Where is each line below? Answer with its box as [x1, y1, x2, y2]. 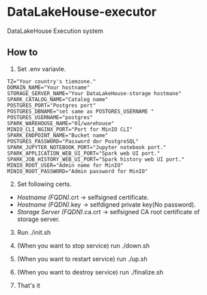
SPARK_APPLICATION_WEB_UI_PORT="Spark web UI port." [7, 150, 161, 157]
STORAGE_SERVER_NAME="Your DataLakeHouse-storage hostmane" [7, 90, 182, 97]
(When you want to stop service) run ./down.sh [16, 241, 150, 250]
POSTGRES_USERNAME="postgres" [7, 114, 94, 120]
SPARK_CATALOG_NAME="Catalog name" [7, 96, 109, 103]
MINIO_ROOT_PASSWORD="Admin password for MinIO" [7, 168, 148, 175]
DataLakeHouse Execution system [7, 27, 104, 35]
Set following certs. [16, 179, 72, 188]
